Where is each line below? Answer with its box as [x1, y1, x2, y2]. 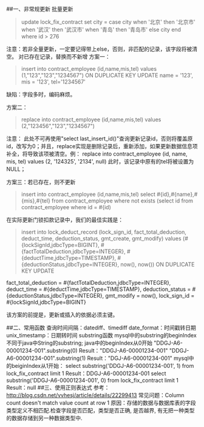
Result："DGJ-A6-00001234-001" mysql [87, 354, 189, 362]
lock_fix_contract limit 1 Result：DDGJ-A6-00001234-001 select [6, 370, 166, 377]
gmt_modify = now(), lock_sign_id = [105, 292, 195, 299]
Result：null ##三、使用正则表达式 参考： [6, 384, 110, 391]
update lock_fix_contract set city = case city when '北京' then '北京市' [21, 18, 195, 26]
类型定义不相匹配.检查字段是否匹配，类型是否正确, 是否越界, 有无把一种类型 [6, 407, 195, 414]
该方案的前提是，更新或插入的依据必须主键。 [6, 311, 118, 318]
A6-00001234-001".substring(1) [6, 354, 86, 362]
